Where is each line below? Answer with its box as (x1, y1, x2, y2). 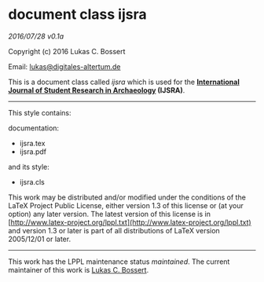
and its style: (8, 162, 49, 171)
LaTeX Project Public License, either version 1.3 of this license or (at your (8, 200, 244, 210)
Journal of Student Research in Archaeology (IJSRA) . (8, 85, 185, 95)
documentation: (8, 123, 60, 133)
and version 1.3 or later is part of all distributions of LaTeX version (8, 225, 220, 235)
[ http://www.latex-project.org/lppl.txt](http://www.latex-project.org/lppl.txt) (8, 218, 251, 227)
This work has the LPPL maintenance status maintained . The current (8, 257, 230, 266)
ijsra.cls (19, 177, 45, 186)
